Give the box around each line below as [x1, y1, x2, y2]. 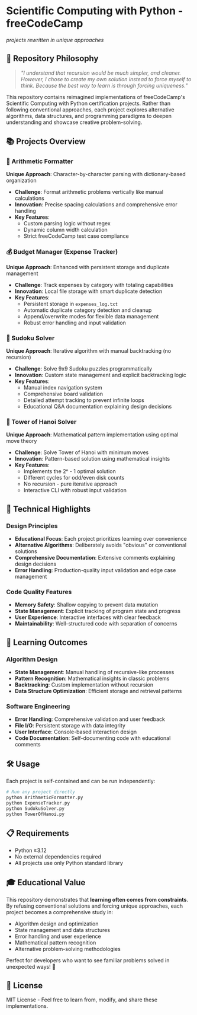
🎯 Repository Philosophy [6, 53, 99, 63]
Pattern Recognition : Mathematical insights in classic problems [14, 675, 170, 682]
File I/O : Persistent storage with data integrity [14, 722, 126, 729]
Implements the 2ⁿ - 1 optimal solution [23, 468, 117, 475]
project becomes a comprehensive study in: [6, 909, 114, 916]
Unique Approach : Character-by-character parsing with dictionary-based [6, 171, 186, 178]
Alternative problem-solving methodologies [14, 946, 121, 953]
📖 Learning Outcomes [6, 637, 88, 647]
